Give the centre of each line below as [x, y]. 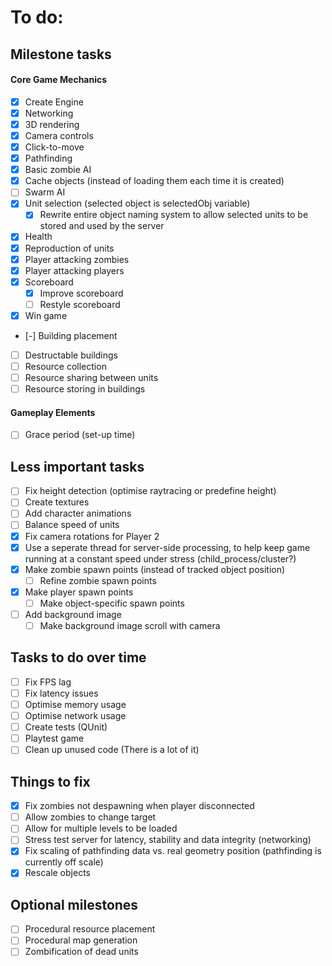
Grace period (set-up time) [80, 435]
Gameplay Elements [53, 412]
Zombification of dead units [81, 952]
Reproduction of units [69, 248]
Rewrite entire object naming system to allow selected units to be [174, 215]
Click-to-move [54, 147]
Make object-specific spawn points [112, 603]
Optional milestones [74, 904]
